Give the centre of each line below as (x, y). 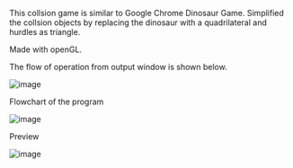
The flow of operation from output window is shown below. (118, 67)
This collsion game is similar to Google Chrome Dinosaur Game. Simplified (147, 13)
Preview (24, 137)
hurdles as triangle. (45, 32)
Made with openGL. (46, 49)
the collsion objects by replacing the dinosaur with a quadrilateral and (138, 22)
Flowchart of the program (57, 102)
